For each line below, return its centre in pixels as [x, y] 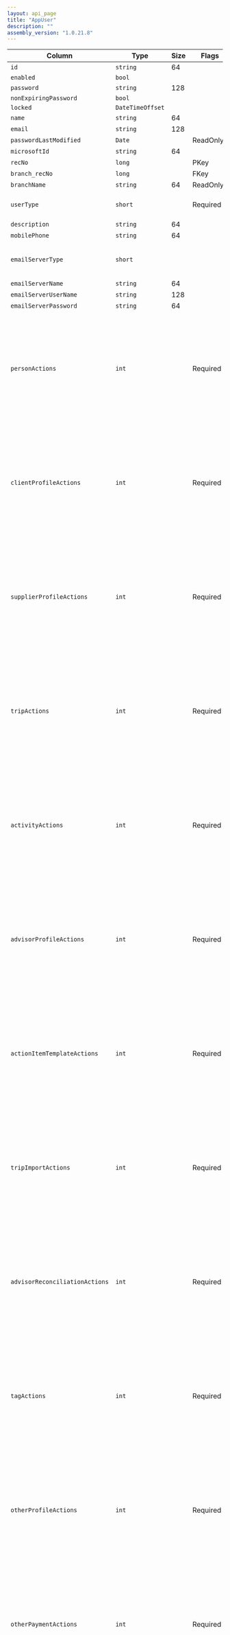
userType [25, 205]
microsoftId [30, 151]
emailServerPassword [44, 306]
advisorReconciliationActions [60, 1282]
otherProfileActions [44, 1510]
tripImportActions [40, 1168]
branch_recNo [32, 174]
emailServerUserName [44, 295]
